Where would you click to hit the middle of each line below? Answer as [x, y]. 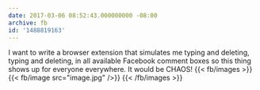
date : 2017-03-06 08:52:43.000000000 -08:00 [83, 15]
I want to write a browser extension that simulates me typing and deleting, [129, 53]
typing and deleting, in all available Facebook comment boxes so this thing [130, 61]
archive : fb [28, 23]
